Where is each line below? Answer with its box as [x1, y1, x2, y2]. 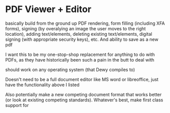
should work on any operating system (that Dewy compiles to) [5, 67, 135, 73]
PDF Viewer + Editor [5, 4, 91, 15]
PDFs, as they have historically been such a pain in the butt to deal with [5, 56, 155, 63]
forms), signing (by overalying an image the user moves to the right [5, 25, 146, 31]
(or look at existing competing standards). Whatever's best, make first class [5, 97, 163, 103]
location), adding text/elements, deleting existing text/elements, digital [5, 31, 152, 37]
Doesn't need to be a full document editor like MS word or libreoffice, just [5, 76, 159, 82]
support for [5, 102, 29, 108]
